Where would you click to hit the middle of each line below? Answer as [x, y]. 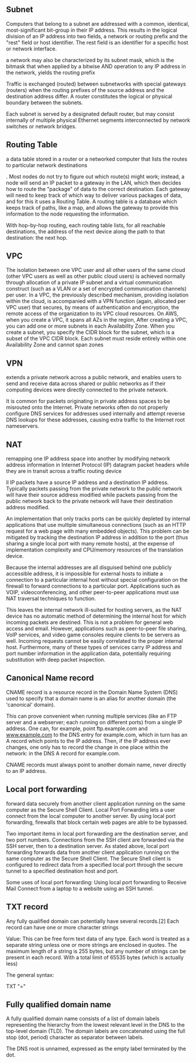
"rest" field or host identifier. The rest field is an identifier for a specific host [97, 42]
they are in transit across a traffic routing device [64, 471]
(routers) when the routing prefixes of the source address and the [85, 90]
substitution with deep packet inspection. [56, 660]
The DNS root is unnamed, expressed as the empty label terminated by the [96, 1049]
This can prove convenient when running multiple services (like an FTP [92, 716]
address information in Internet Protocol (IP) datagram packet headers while [98, 465]
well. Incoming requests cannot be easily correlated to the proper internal [94, 641]
